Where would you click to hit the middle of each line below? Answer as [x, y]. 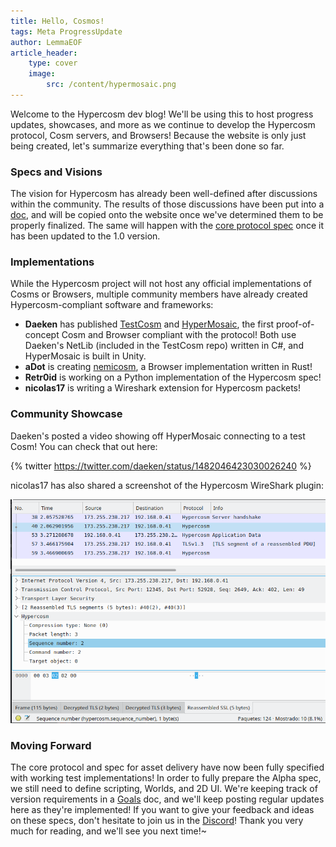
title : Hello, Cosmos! [57, 21]
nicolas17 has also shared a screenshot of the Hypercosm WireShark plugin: [167, 485]
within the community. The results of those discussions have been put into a [167, 204]
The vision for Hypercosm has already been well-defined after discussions [164, 194]
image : [42, 74]
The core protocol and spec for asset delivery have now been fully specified [167, 767]
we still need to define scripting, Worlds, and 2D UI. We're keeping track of [164, 789]
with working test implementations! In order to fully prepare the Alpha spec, [166, 778]
